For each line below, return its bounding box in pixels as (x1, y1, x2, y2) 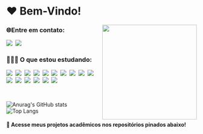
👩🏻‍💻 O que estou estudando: (6, 56, 92, 64)
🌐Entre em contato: (6, 26, 65, 35)
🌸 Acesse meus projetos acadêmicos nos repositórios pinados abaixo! (6, 121, 186, 129)
